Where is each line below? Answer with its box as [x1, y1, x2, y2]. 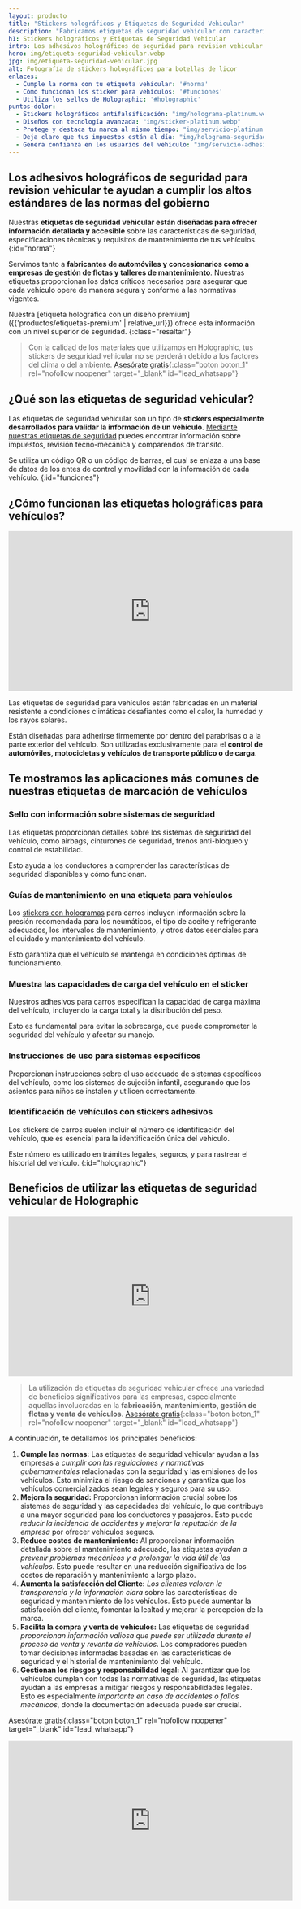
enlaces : [8, 72, 38, 81]
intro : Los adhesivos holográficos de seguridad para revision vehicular [8, 42, 264, 50]
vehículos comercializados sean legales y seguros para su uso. [19, 1484, 232, 1493]
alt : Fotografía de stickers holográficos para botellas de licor [8, 65, 238, 73]
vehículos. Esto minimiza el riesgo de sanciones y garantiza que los [19, 1475, 246, 1484]
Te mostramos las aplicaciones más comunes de [8, 772, 260, 786]
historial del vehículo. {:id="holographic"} [8, 1157, 147, 1167]
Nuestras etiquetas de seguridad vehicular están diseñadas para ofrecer [8, 217, 258, 228]
